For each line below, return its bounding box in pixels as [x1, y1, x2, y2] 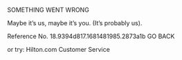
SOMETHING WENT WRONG [7, 6, 90, 14]
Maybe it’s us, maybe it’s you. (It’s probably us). [7, 19, 143, 27]
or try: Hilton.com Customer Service [7, 46, 111, 53]
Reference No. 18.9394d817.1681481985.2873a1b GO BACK [7, 32, 175, 40]
